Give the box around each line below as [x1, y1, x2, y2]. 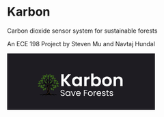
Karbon [7, 4, 51, 20]
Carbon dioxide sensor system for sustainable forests [7, 27, 158, 35]
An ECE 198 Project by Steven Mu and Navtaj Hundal [7, 39, 156, 48]
